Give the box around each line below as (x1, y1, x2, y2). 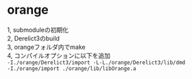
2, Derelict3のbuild (7, 34, 60, 43)
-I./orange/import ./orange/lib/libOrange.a (7, 65, 136, 72)
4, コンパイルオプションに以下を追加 (7, 51, 111, 60)
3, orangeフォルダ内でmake (7, 43, 86, 51)
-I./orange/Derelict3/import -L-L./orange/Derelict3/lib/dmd (7, 59, 186, 66)
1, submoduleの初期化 (7, 25, 69, 34)
